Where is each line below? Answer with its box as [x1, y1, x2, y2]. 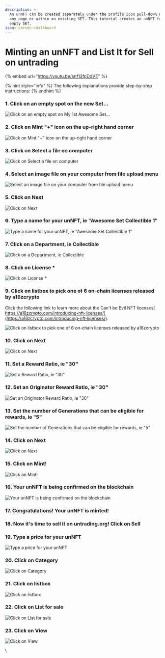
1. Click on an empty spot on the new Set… [5, 100, 109, 107]
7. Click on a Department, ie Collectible [5, 241, 99, 247]
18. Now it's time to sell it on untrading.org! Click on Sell [5, 520, 141, 527]
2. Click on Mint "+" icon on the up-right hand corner [5, 124, 134, 131]
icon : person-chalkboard [5, 26, 56, 30]
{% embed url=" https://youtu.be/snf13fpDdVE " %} [5, 73, 108, 79]
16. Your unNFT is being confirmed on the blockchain [5, 484, 134, 491]
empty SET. [9, 21, 32, 26]
